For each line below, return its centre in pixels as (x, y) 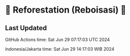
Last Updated (26, 28)
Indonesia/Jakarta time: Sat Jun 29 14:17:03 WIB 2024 (60, 49)
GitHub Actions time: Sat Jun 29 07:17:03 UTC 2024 (58, 39)
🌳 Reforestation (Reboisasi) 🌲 (66, 10)
